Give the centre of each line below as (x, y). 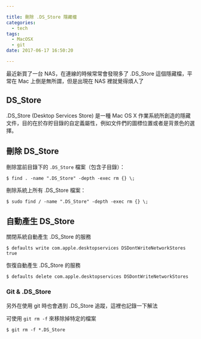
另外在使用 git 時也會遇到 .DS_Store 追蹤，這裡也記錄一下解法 (82, 305)
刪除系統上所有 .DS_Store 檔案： (46, 190)
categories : (21, 22)
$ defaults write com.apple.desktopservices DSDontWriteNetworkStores (96, 248)
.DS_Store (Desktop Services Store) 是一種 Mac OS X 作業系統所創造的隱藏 (99, 115)
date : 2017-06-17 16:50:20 (40, 51)
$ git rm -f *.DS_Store (36, 330)
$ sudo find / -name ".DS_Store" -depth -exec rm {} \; (77, 202)
